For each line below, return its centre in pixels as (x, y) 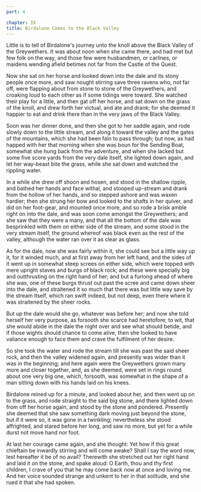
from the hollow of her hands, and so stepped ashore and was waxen (92, 195)
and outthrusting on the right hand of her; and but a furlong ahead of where (100, 277)
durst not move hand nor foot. (43, 433)
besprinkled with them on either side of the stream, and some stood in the (97, 227)
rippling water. (24, 170)
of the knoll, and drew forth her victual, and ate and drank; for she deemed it (101, 108)
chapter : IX (21, 22)
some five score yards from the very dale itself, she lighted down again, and (100, 158)
